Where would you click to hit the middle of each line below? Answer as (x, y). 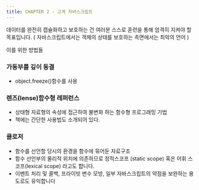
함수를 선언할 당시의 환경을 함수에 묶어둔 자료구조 (73, 151)
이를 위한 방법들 (25, 50)
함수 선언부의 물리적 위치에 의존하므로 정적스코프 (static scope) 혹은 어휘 (101, 158)
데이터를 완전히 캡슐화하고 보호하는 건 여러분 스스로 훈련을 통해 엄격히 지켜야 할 (99, 29)
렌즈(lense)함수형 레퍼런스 (43, 98)
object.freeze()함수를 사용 (46, 81)
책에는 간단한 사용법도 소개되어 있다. (57, 120)
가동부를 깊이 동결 (31, 67)
